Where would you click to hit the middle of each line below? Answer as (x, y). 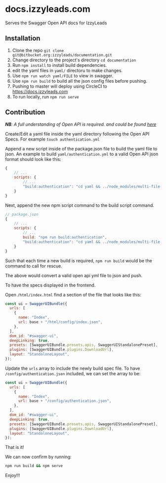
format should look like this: (33, 159)
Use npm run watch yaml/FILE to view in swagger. (63, 76)
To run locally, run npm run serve (45, 97)
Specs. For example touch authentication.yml (52, 139)
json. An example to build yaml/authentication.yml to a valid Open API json (82, 154)
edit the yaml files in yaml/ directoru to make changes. (67, 70)
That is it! (15, 447)
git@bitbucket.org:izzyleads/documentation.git (62, 55)
